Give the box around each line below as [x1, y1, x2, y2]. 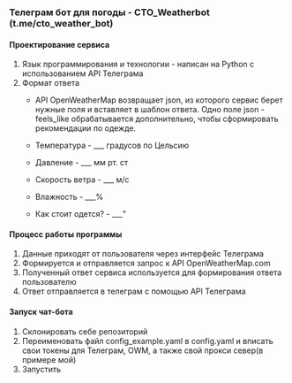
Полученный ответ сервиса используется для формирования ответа [21, 267, 282, 278]
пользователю [21, 277, 77, 287]
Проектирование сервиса [9, 39, 110, 50]
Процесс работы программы [9, 228, 123, 240]
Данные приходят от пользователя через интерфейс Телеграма [21, 249, 265, 259]
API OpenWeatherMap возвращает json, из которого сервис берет [34, 95, 284, 105]
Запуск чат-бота [9, 306, 73, 317]
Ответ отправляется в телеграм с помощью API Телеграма [21, 286, 246, 297]
